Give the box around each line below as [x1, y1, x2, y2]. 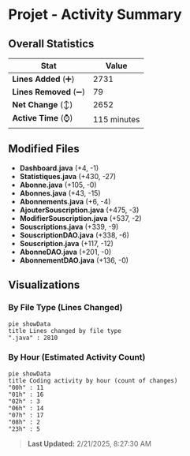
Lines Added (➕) [12, 73, 75, 84]
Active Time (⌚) [12, 113, 73, 123]
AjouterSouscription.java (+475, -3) [19, 205, 140, 215]
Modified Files [8, 142, 80, 155]
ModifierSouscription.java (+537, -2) [19, 213, 142, 222]
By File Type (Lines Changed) [8, 302, 123, 313]
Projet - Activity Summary [8, 6, 183, 24]
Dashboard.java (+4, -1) [19, 163, 99, 173]
